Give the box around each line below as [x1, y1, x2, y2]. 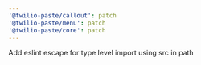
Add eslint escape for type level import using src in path [8, 48, 195, 58]
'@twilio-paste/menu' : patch [8, 19, 106, 27]
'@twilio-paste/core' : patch [8, 26, 106, 34]
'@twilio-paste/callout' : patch [8, 11, 117, 20]
